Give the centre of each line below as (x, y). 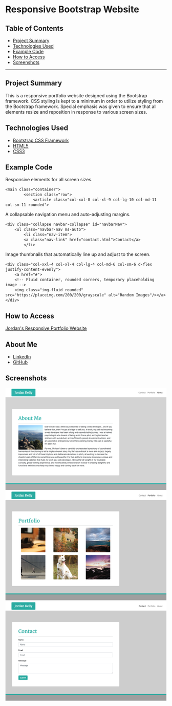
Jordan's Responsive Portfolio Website (46, 328)
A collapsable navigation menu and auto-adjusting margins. (68, 215)
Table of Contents (35, 28)
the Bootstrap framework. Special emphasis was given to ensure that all (81, 106)
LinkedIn (22, 357)
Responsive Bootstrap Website (72, 9)
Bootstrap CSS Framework (41, 140)
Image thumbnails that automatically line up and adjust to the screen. (78, 254)
